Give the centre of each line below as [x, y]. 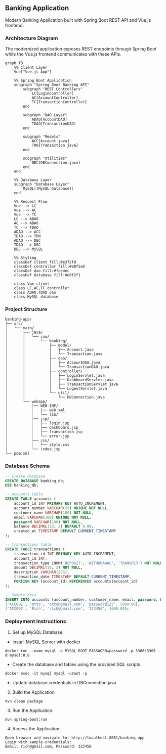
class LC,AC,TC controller [42, 288]
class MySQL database [36, 297]
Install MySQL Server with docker [46, 642]
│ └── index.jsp [33, 449]
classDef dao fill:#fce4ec [42, 271]
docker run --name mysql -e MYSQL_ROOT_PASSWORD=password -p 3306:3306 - [83, 651]
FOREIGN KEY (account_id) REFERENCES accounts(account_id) [76, 581]
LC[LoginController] [53, 93]
